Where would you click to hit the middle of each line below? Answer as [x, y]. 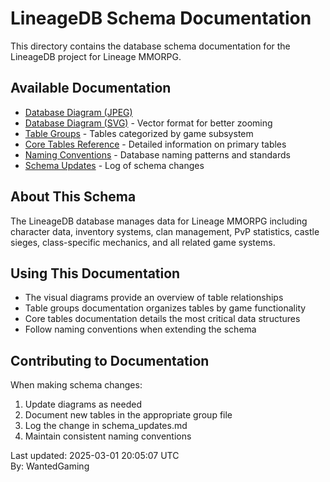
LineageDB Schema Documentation [161, 18]
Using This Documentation [95, 273]
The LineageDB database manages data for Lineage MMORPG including [159, 221]
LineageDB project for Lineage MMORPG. [96, 56]
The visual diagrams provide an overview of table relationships [154, 298]
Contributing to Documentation [110, 360]
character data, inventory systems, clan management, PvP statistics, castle [165, 231]
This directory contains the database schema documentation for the [150, 46]
